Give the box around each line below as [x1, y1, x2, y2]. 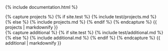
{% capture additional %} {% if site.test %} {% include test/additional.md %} [5, 30, 163, 35]
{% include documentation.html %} [5, 4, 78, 10]
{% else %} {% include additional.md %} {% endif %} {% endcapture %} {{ [5, 35, 160, 41]
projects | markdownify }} [5, 24, 58, 30]
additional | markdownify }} [5, 40, 62, 46]
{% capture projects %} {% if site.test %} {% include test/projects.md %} [5, 14, 157, 19]
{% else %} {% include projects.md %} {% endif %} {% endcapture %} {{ [5, 19, 157, 25]
